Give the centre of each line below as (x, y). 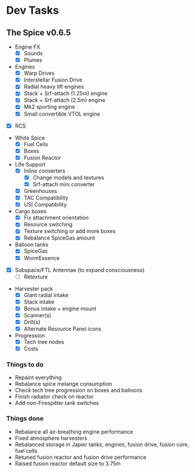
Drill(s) (32, 322)
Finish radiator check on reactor (54, 397)
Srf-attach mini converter (64, 184)
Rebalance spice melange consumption (63, 384)
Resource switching (48, 225)
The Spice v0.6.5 (39, 33)
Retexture (36, 277)
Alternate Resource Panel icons (63, 329)
